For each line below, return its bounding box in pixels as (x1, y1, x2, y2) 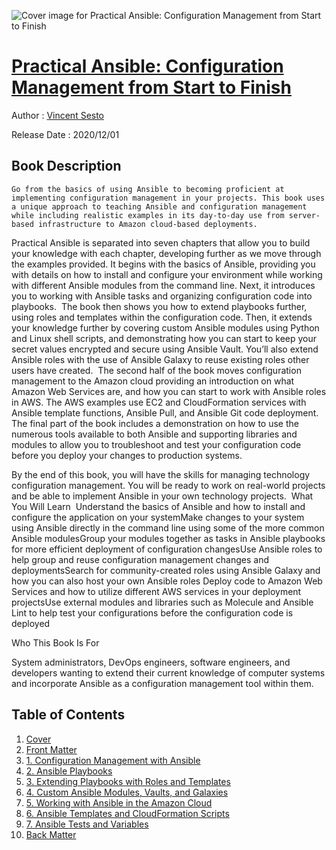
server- (288, 210, 321, 220)
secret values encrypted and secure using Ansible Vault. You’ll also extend (11, 343, 319, 355)
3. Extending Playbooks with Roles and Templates (25, 775, 231, 787)
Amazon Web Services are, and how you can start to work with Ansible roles (11, 385, 327, 397)
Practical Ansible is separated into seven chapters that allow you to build (11, 236, 311, 249)
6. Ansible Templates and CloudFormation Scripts (25, 807, 230, 819)
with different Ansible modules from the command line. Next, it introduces (11, 279, 316, 291)
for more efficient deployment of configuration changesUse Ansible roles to (11, 543, 323, 555)
